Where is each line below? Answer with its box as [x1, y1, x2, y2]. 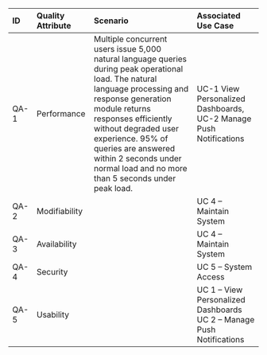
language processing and [94, 84, 189, 94]
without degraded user [94, 123, 179, 134]
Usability [36, 310, 70, 320]
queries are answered [94, 143, 176, 154]
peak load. [94, 183, 133, 193]
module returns [94, 103, 151, 114]
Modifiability [36, 206, 83, 217]
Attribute [36, 20, 72, 31]
